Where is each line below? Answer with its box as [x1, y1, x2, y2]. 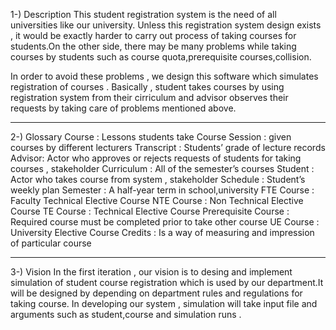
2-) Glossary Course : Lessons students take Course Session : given [10, 131, 292, 143]
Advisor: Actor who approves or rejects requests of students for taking [10, 152, 302, 164]
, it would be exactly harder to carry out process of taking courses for [10, 30, 297, 41]
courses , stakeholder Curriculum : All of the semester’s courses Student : [10, 163, 315, 174]
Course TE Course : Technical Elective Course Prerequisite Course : [10, 205, 290, 217]
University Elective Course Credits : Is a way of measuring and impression [10, 227, 315, 238]
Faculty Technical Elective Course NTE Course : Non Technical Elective [10, 195, 304, 206]
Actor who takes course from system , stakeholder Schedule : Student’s [10, 174, 306, 185]
